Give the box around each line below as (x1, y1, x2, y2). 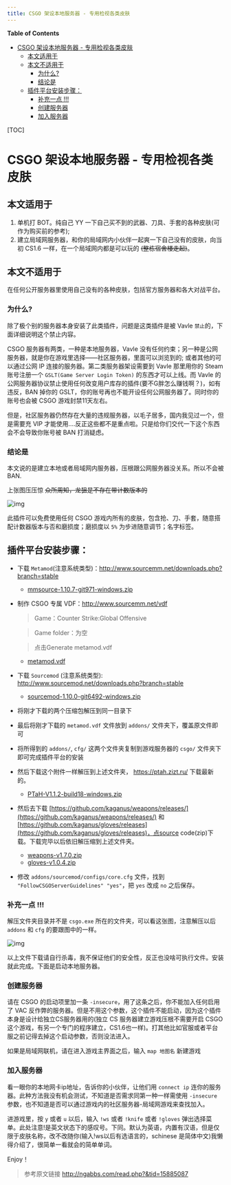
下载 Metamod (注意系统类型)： (16, 564, 100, 572)
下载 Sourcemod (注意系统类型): (16, 671, 103, 679)
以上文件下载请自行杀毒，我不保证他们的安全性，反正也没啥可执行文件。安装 (7, 954, 224, 962)
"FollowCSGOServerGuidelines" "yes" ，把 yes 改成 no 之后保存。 (16, 881, 199, 889)
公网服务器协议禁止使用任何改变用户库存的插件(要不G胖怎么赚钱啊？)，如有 (7, 379, 221, 387)
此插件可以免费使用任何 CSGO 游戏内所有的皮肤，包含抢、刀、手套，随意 (7, 514, 215, 522)
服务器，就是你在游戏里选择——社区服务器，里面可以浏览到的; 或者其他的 (7, 353, 216, 361)
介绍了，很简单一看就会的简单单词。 (12, 1140, 115, 1149)
